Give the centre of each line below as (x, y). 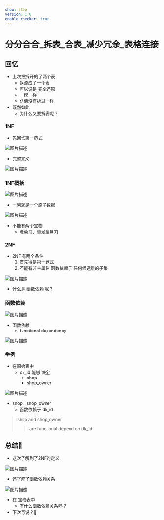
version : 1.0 (18, 14)
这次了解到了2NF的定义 (36, 458)
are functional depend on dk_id (61, 428)
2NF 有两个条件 (28, 256)
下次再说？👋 (24, 512)
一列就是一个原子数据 (34, 205)
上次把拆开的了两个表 (34, 77)
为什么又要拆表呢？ (39, 114)
